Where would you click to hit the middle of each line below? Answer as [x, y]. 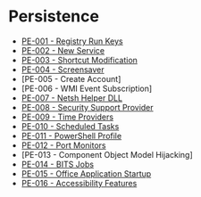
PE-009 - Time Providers [67, 117]
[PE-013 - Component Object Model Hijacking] [107, 154]
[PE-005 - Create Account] [71, 78]
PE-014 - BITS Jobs [58, 164]
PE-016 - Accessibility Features [79, 183]
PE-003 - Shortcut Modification [79, 60]
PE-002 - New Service [63, 50]
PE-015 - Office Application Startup [86, 173]
